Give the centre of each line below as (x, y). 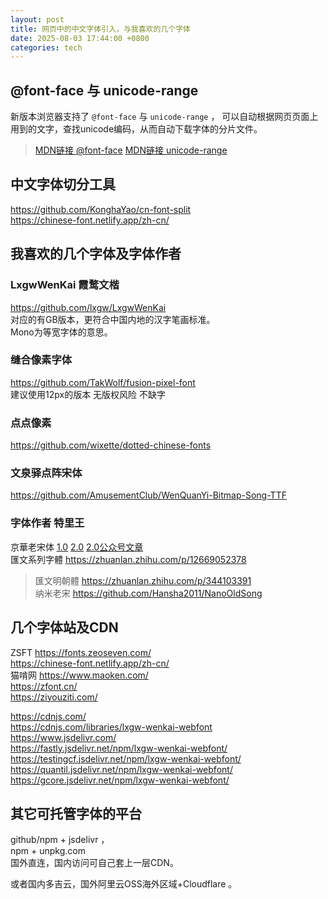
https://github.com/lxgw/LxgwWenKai (88, 307)
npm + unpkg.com (48, 851)
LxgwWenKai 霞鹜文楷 (65, 285)
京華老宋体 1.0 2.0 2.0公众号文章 (77, 547)
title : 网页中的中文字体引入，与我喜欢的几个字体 (100, 29)
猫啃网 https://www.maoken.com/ (79, 675)
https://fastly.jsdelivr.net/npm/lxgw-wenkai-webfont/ (119, 748)
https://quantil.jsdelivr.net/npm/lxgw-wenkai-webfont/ (121, 769)
